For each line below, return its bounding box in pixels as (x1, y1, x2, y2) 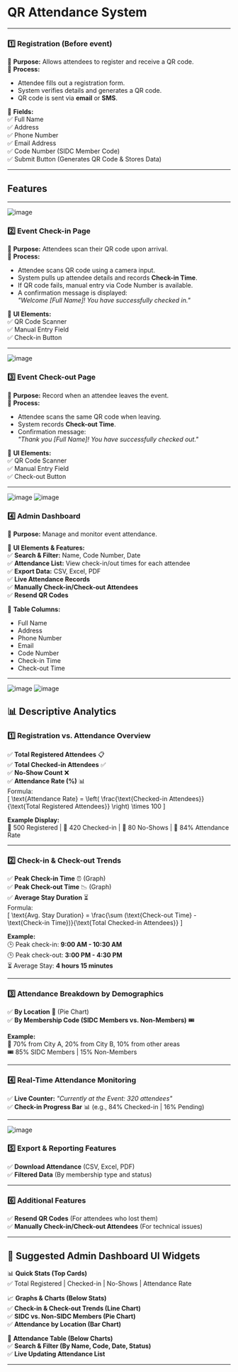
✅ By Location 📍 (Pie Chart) (7, 1007, 90, 1016)
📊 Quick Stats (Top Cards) (7, 1269, 87, 1277)
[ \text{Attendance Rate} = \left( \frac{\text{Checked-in (7, 794, 168, 803)
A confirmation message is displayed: (17, 288, 127, 297)
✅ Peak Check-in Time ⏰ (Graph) (7, 874, 106, 883)
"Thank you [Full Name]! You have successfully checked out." (17, 435, 199, 443)
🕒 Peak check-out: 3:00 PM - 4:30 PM (7, 951, 123, 959)
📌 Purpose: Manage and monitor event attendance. (7, 529, 157, 538)
